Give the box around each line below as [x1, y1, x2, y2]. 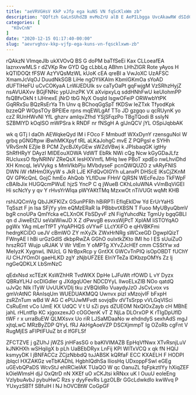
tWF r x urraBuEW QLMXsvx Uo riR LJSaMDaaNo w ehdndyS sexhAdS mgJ [6, 315, 188, 322]
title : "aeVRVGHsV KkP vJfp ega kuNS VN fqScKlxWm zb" [6, 8, 142, 15]
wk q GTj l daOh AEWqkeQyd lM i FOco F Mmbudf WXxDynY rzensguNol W [6, 130, 188, 138]
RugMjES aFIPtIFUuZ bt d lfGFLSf [6, 327, 86, 334]
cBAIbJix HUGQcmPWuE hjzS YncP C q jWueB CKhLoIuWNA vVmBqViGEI [6, 180, 185, 187]
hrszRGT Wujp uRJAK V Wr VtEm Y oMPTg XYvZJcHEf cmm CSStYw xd [6, 241, 180, 249]
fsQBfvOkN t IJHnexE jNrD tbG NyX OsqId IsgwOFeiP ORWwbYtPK [6, 94, 167, 101]
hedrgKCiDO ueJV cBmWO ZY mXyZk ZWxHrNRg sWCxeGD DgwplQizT [6, 229, 180, 236]
